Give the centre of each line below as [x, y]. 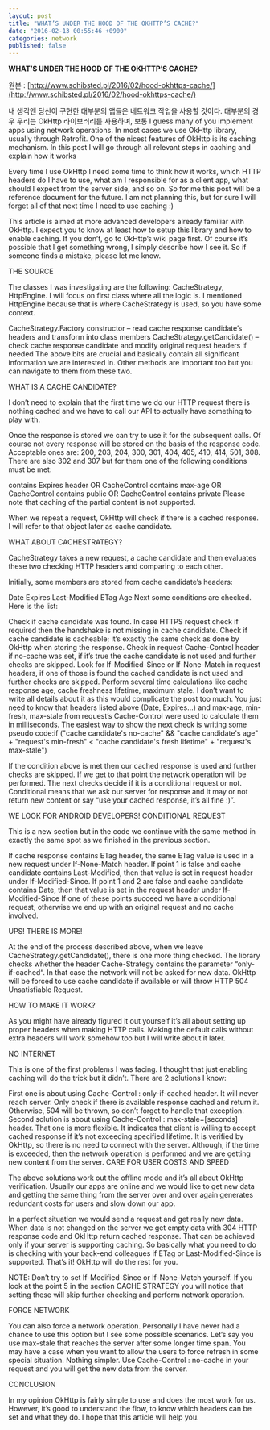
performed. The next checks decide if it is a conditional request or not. [125, 783]
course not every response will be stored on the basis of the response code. [135, 444]
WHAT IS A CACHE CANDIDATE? [62, 387]
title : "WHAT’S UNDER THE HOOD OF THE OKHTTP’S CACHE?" [104, 23]
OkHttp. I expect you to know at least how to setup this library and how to [130, 230]
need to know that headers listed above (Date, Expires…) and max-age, [126, 707]
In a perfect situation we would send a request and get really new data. [126, 1219]
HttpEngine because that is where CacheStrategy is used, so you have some [135, 304]
